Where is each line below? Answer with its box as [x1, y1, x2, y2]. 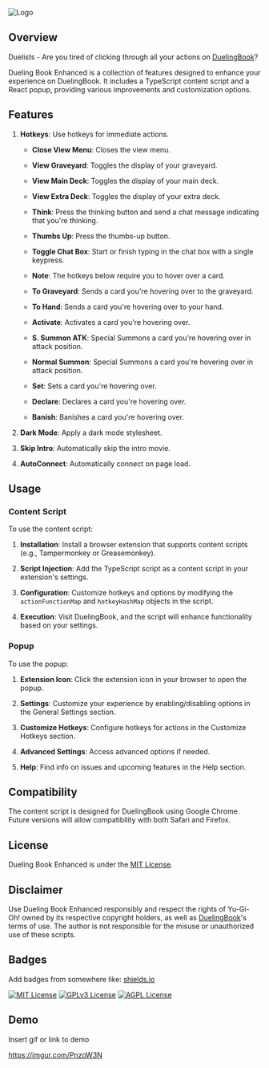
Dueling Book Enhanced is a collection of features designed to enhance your [8, 67, 262, 77]
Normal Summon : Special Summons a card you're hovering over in [31, 357, 254, 367]
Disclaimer [8, 883, 63, 896]
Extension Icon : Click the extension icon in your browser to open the [19, 674, 247, 684]
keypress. [31, 255, 65, 265]
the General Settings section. [19, 707, 116, 717]
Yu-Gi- [227, 904, 250, 914]
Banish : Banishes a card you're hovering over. [31, 412, 184, 421]
